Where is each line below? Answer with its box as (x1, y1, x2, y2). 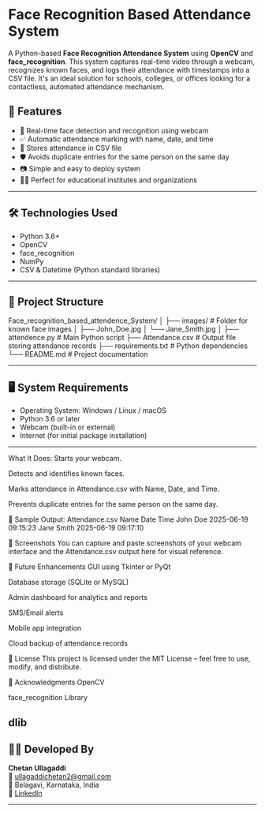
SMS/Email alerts (8, 608, 64, 617)
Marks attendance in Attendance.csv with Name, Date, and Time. (8, 484, 220, 494)
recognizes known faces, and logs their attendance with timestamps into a (8, 65, 250, 74)
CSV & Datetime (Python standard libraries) (19, 264, 161, 274)
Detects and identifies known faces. (8, 469, 125, 478)
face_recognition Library (8, 693, 88, 702)
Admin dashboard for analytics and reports (8, 593, 148, 602)
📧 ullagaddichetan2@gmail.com (8, 772, 112, 781)
